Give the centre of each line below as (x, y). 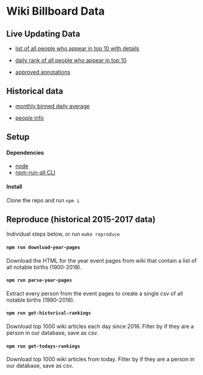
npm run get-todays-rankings (43, 346)
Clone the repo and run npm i (43, 200)
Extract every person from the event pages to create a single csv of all (95, 293)
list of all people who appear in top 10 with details (77, 48)
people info (29, 118)
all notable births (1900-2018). (44, 267)
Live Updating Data (43, 34)
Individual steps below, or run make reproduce (63, 234)
